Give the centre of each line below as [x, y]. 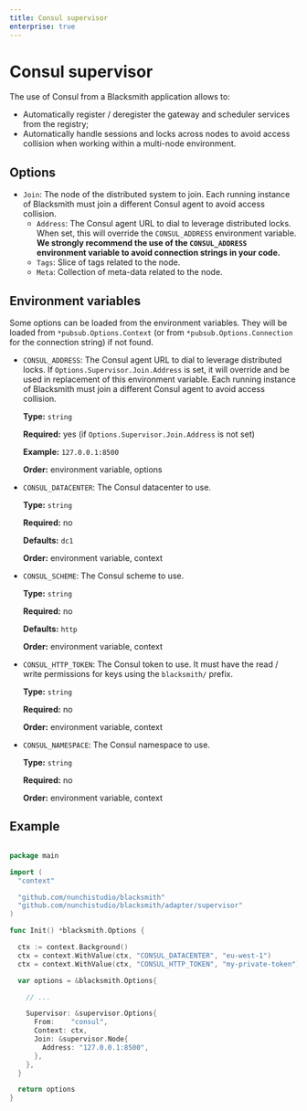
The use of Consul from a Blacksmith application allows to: [120, 97]
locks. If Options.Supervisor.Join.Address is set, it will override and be [156, 370]
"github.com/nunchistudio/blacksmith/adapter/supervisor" [131, 905]
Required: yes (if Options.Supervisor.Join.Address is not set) [139, 434]
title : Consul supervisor [58, 18]
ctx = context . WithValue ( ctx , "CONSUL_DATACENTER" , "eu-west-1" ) [145, 956]
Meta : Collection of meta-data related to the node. [129, 272]
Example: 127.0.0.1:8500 [71, 452]
